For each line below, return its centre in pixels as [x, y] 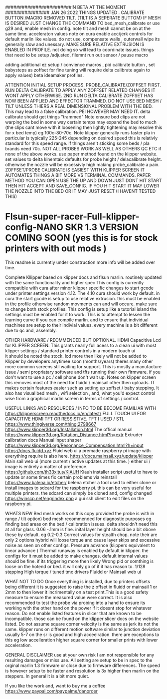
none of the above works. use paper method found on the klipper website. [82, 154]
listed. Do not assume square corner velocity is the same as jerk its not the [82, 624]
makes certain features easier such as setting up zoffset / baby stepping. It [82, 388]
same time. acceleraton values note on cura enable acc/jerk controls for [79, 34]
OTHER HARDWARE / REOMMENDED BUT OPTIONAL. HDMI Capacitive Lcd [83, 340]
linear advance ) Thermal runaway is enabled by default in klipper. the [77, 550]
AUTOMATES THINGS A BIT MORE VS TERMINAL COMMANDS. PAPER [78, 175]
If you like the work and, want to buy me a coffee [55, 686]
